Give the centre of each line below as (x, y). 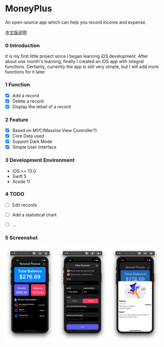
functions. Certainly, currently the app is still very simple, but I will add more (82, 67)
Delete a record (28, 101)
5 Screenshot (21, 238)
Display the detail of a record (41, 106)
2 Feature (17, 120)
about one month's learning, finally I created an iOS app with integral (74, 62)
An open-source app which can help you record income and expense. (76, 22)
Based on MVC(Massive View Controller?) (55, 131)
